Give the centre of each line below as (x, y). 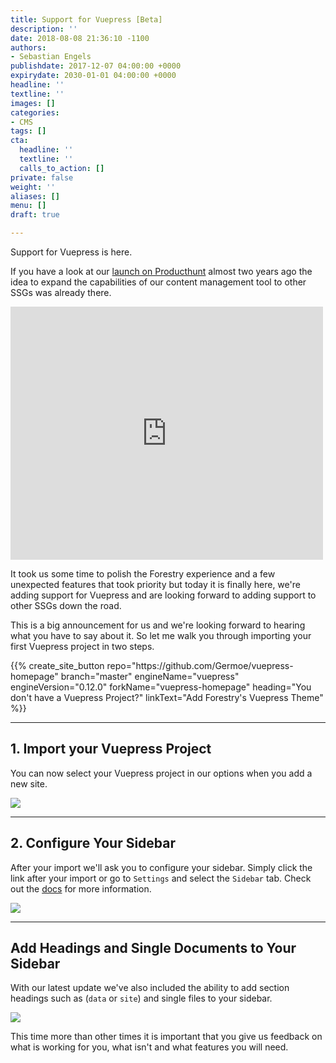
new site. (29, 783)
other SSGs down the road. (66, 605)
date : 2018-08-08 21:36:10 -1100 (80, 38)
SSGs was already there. (61, 292)
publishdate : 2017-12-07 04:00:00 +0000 (96, 66)
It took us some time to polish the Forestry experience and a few (143, 574)
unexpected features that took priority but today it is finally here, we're (155, 584)
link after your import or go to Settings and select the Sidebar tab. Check (161, 878)
